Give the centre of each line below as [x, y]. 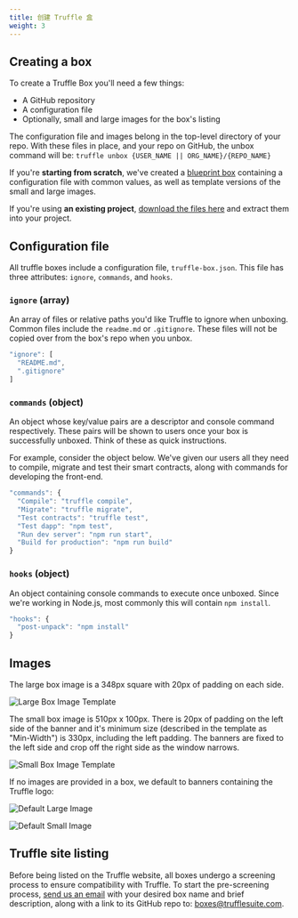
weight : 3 [28, 26]
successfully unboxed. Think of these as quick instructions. [118, 440]
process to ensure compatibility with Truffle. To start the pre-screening [139, 884]
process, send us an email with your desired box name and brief [127, 894]
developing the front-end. [56, 477]
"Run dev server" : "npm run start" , [85, 535]
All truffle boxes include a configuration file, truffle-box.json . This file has [147, 268]
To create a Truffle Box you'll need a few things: [97, 83]
